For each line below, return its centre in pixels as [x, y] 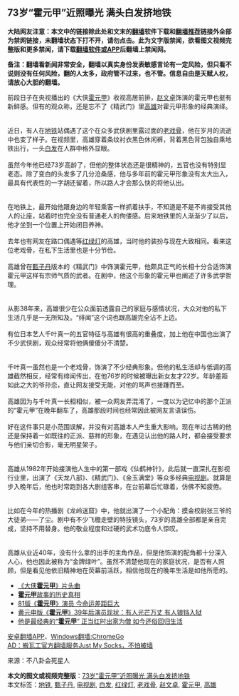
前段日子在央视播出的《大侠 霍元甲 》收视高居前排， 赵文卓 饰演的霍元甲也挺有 [119, 97]
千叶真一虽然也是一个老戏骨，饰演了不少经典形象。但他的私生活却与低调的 [116, 367]
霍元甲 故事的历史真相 [49, 594]
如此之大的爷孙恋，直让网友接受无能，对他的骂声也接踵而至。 [98, 385]
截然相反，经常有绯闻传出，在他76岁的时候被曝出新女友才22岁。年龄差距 [121, 375]
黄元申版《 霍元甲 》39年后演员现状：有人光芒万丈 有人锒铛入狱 [110, 612]
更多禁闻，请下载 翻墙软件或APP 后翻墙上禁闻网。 [98, 49]
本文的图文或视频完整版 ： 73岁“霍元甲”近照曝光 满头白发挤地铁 [99, 675]
